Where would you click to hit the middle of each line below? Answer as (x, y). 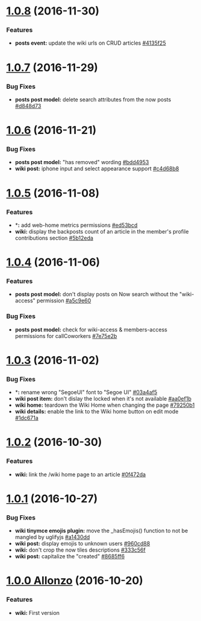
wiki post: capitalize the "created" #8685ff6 (70, 556)
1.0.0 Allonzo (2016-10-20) (75, 581)
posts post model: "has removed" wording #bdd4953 (82, 162)
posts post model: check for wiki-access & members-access (91, 330)
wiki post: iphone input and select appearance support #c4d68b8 (97, 169)
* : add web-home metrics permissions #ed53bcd (76, 225)
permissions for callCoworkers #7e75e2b (66, 336)
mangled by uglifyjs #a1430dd (52, 537)
